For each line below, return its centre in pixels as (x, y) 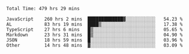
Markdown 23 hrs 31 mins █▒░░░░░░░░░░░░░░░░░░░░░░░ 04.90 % (94, 35)
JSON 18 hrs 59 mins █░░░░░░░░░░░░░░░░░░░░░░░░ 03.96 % (94, 40)
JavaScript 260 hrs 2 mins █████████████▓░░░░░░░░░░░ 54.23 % (94, 19)
